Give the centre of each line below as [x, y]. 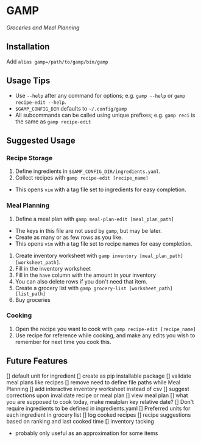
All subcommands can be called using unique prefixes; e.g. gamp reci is [105, 115]
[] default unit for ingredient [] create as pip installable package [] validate [99, 376]
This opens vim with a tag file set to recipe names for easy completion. [104, 243]
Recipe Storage [30, 158]
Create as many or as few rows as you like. [69, 237]
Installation [28, 47]
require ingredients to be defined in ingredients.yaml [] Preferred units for [98, 408]
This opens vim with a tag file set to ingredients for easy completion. [101, 189]
